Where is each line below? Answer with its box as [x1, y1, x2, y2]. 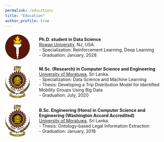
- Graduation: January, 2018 [39, 128, 96, 134]
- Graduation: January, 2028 [39, 52, 97, 58]
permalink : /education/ [5, 8, 54, 13]
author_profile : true [5, 18, 50, 23]
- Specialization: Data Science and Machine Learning [39, 76, 147, 82]
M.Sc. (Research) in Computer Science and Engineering [39, 66, 156, 72]
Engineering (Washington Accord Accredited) [39, 112, 134, 118]
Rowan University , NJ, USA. [39, 41, 95, 47]
